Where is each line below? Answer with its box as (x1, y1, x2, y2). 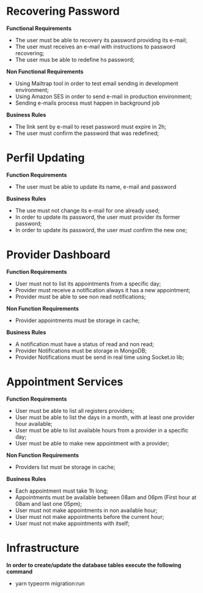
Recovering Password (6, 4, 120, 18)
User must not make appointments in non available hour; (15, 507, 158, 514)
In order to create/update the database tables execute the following (6, 561, 182, 568)
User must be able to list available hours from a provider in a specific (15, 426, 189, 434)
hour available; (15, 420, 53, 427)
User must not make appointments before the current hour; (15, 513, 164, 520)
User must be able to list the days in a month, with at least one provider (15, 414, 195, 421)
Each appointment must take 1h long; (15, 487, 109, 494)
